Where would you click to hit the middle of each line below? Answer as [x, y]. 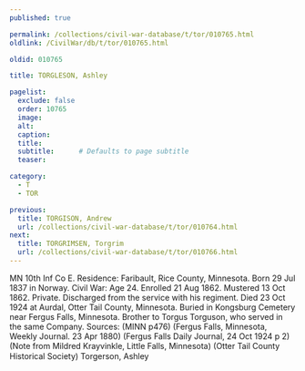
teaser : [32, 160]
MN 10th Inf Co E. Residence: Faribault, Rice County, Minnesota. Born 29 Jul [152, 278]
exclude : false [46, 101]
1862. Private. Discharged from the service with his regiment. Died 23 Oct [147, 297]
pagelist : [28, 92]
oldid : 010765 [36, 59]
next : [20, 235]
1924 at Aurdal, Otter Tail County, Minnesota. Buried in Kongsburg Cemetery [152, 307]
